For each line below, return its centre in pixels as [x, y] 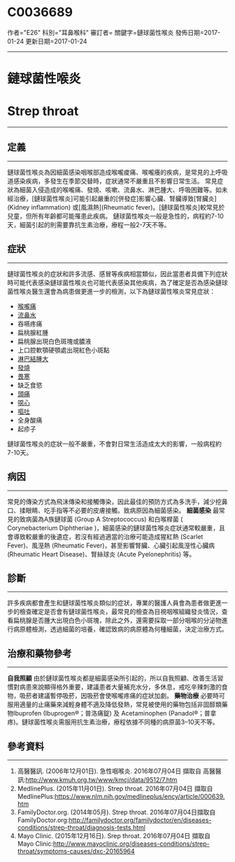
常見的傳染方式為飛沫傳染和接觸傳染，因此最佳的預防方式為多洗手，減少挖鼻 [117, 501]
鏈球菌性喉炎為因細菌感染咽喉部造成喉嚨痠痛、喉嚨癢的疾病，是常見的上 [111, 172]
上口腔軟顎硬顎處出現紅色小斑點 [63, 350]
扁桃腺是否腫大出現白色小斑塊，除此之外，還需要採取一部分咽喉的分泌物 [117, 620]
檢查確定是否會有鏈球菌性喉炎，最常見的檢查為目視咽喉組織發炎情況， [120, 612]
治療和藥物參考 [40, 654]
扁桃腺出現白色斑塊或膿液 [54, 341]
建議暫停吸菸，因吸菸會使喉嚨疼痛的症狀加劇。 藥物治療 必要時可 [131, 696]
